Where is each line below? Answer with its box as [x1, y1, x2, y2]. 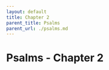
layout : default [6, 8, 47, 15]
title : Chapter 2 [6, 14, 50, 20]
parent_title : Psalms [6, 20, 60, 26]
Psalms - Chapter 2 [6, 51, 104, 65]
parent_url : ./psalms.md [6, 25, 68, 32]
